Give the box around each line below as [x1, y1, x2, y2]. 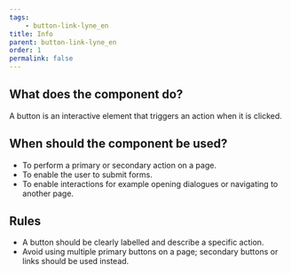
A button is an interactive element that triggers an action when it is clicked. [9, 110, 282, 121]
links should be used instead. [21, 256, 130, 267]
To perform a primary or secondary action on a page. [21, 160, 217, 170]
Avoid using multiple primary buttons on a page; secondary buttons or [21, 246, 279, 257]
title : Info [9, 29, 53, 38]
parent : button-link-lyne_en [9, 37, 117, 47]
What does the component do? [9, 87, 184, 102]
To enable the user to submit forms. [21, 169, 153, 180]
